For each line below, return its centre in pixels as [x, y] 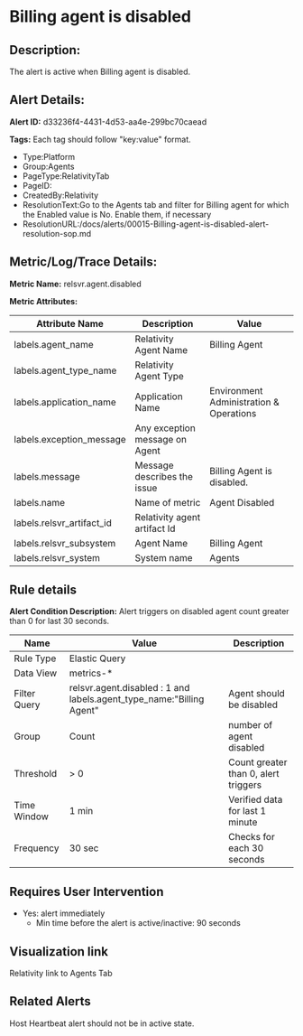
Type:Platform [48, 156]
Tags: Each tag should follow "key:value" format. [100, 139]
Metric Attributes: [44, 301]
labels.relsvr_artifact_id [63, 523]
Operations [233, 413]
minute [243, 822]
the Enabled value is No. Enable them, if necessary [117, 214]
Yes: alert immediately [64, 913]
